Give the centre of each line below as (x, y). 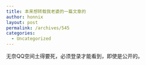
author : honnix (25, 17)
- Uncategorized (31, 39)
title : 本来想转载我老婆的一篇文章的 (46, 11)
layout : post (22, 22)
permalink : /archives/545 (38, 28)
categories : (21, 33)
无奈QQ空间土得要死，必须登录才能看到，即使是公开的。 (74, 56)
